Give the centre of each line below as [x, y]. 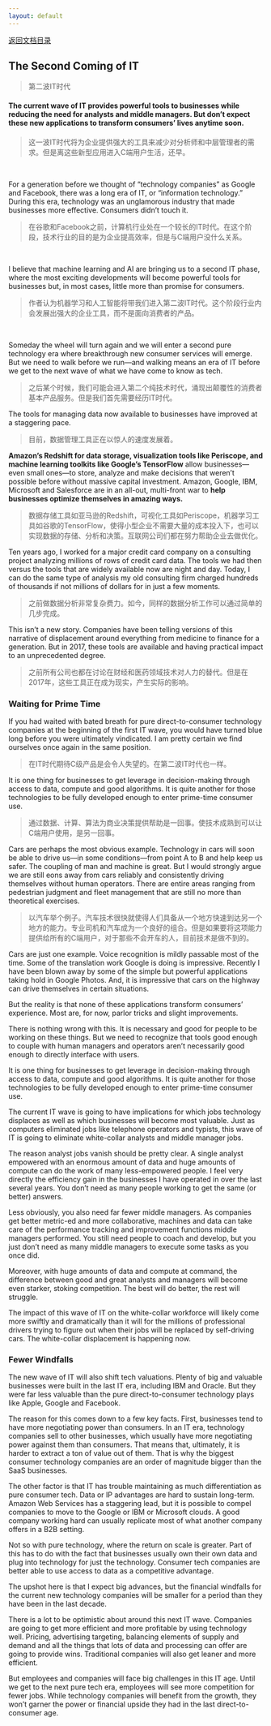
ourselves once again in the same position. [80, 747]
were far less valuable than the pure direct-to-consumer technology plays [131, 1395]
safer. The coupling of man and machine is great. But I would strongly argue [135, 866]
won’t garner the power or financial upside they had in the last [112, 1704]
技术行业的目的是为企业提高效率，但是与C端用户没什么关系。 [144, 237]
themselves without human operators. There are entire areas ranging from [132, 883]
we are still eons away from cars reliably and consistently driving [116, 875]
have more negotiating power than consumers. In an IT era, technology [127, 1427]
